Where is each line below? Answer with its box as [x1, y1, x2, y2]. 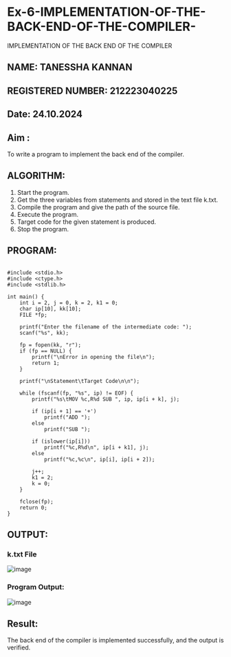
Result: [7, 618, 38, 629]
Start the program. [16, 188, 70, 196]
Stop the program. [16, 225, 69, 233]
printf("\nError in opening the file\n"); [32, 353, 155, 360]
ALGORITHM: [7, 170, 65, 182]
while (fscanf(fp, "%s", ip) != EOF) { [19, 390, 134, 397]
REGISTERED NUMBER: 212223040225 [7, 85, 178, 96]
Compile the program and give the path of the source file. [16, 202, 180, 211]
